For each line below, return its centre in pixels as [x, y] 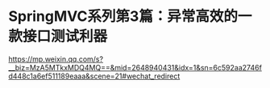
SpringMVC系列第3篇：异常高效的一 [130, 16]
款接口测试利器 [58, 36]
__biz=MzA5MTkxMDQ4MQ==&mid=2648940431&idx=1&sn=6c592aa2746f [135, 67]
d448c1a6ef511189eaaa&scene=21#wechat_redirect [94, 76]
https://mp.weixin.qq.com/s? [56, 59]
